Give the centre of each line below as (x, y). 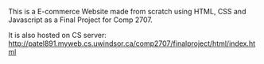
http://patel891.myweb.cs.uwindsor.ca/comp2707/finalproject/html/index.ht (132, 43)
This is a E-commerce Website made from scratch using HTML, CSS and (127, 11)
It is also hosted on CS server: (58, 35)
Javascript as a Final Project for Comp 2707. (80, 20)
